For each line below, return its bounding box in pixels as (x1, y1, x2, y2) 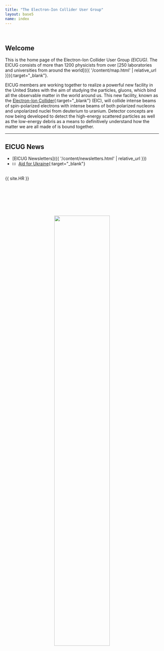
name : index (5, 16, 29, 21)
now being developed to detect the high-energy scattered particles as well (5, 113, 155, 119)
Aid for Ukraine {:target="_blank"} (18, 161, 85, 167)
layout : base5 (5, 12, 34, 17)
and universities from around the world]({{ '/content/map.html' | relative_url (5, 67, 157, 74)
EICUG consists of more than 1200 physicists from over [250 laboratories (5, 62, 152, 68)
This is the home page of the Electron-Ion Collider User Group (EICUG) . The (5, 57, 158, 63)
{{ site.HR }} (5, 175, 29, 181)
